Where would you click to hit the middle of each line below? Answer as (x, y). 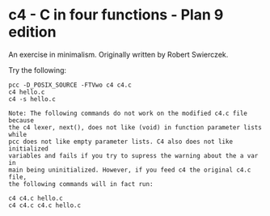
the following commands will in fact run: (81, 184)
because (21, 120)
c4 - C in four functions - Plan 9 (116, 15)
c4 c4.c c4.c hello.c (45, 205)
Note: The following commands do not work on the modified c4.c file (128, 113)
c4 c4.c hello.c (36, 198)
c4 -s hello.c (32, 99)
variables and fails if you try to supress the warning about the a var (133, 155)
